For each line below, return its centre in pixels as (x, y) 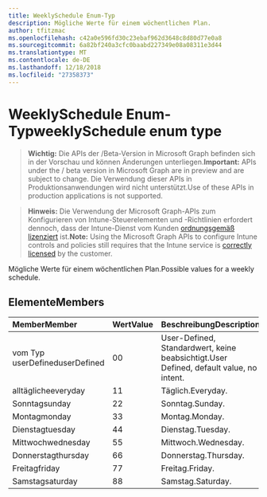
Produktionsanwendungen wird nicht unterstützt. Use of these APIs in (141, 187)
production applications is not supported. (95, 195)
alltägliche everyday (49, 391)
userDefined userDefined (58, 363)
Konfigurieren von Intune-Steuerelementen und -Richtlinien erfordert (140, 219)
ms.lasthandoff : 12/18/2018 (55, 68)
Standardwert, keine (199, 348)
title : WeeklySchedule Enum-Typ (62, 16)
